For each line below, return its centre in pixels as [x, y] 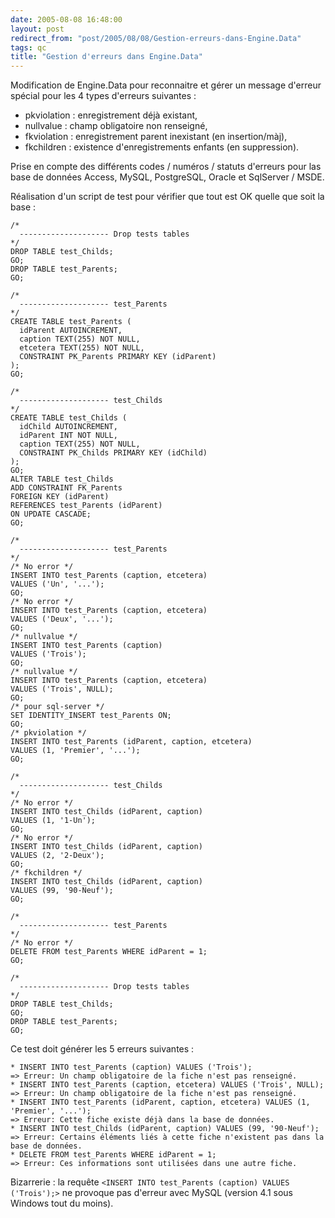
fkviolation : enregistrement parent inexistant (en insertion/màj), [156, 137]
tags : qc [28, 47]
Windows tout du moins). [62, 1203]
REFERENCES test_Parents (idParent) [86, 506]
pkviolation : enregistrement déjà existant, [111, 115]
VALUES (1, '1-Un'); [53, 821]
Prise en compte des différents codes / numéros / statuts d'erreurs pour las [166, 167]
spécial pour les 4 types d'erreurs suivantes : [103, 96]
